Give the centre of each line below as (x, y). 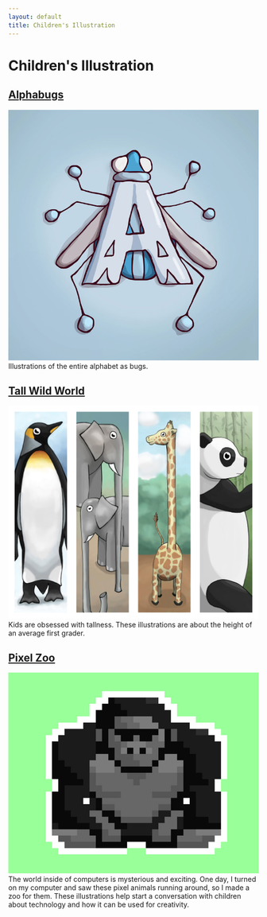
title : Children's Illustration (62, 25)
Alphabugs (36, 95)
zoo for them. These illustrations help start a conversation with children (125, 896)
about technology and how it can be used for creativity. (99, 904)
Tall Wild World (46, 391)
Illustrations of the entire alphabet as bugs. (78, 366)
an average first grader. (46, 633)
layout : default (35, 17)
